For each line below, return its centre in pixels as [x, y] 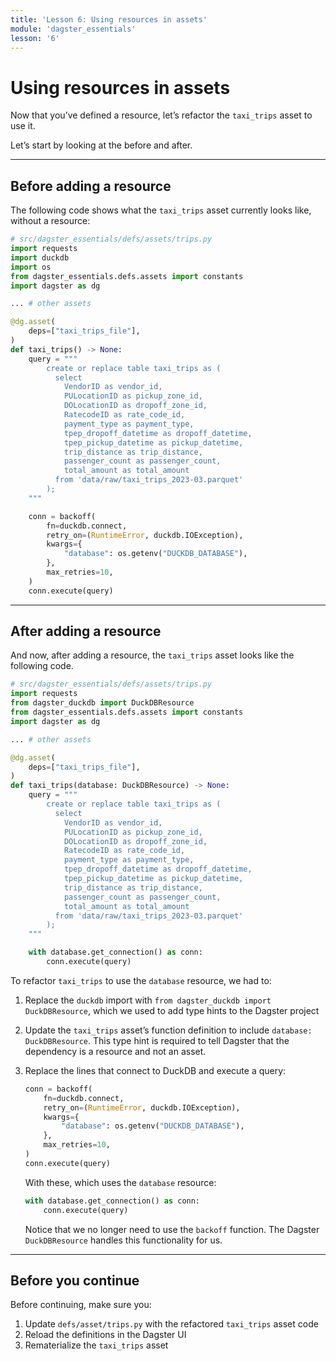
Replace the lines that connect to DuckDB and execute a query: [155, 1070]
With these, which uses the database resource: [120, 1182]
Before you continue [75, 1280]
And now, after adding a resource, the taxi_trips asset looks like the [152, 655]
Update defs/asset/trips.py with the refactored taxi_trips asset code [171, 1324]
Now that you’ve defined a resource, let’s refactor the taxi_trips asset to [161, 115]
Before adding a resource [91, 186]
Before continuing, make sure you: [81, 1305]
